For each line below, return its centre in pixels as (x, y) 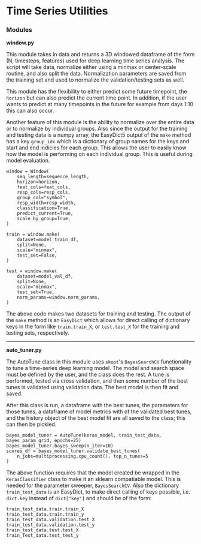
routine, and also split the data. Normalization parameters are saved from (96, 74)
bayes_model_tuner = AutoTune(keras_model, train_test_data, (84, 435)
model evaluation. (28, 161)
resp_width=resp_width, (47, 203)
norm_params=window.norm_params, (59, 297)
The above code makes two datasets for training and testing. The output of (99, 314)
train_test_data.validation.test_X (51, 520)
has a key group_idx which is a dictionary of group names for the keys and (98, 142)
